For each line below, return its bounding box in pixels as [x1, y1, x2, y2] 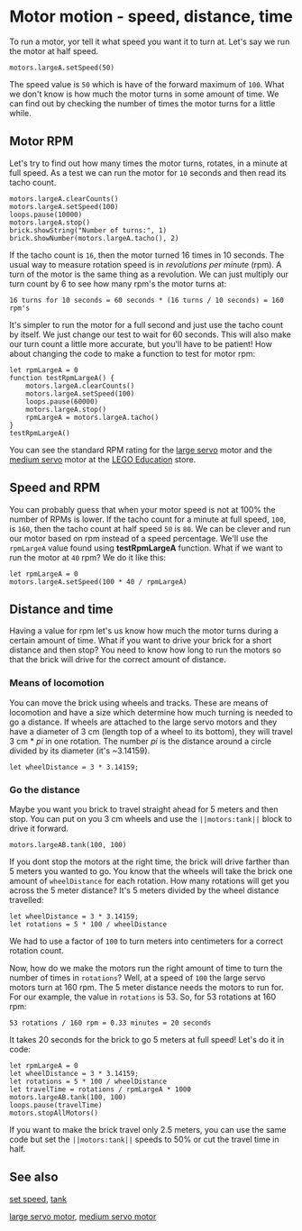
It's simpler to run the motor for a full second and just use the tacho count [9, 319, 284, 330]
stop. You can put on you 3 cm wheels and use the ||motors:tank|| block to [9, 813, 293, 824]
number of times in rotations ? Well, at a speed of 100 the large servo [9, 971, 266, 983]
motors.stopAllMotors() [9, 1108, 99, 1117]
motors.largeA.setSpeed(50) [9, 63, 115, 72]
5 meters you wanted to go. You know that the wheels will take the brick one [9, 865, 293, 876]
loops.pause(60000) [25, 397, 99, 406]
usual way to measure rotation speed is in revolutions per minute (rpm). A [9, 259, 282, 269]
